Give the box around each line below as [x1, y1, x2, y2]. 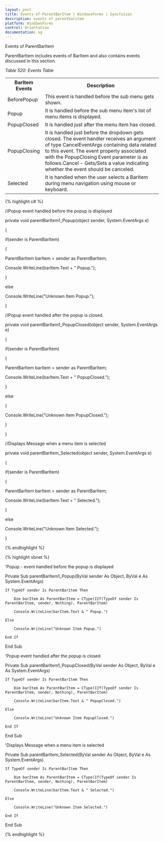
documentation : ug [5, 30, 42, 35]
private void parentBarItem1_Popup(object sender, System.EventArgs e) [5, 218, 149, 223]
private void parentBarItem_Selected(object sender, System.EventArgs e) [5, 450, 152, 456]
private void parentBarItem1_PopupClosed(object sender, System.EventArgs [5, 322, 158, 328]
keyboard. [44, 186, 68, 193]
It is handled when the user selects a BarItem [44, 174, 148, 180]
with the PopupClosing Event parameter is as [44, 154, 148, 160]
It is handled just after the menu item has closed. [44, 121, 156, 128]
